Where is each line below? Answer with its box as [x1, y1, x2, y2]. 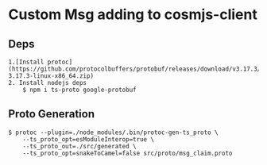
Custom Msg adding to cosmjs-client [8, 6, 258, 24]
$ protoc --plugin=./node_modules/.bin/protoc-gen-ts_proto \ [8, 129, 219, 136]
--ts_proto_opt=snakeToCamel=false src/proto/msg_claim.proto [22, 149, 233, 157]
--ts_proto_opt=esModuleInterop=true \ [22, 135, 155, 144]
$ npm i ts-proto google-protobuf [22, 86, 137, 94]
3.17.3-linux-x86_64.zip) [8, 72, 94, 80]
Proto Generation [8, 107, 95, 121]
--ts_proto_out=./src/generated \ [22, 142, 137, 150]
